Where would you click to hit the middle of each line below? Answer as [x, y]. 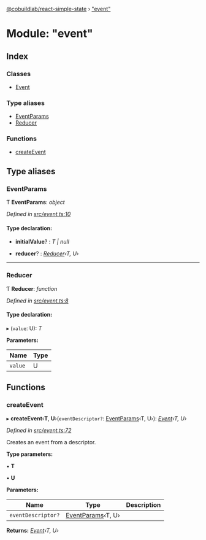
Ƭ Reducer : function [32, 288]
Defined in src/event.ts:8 [37, 301]
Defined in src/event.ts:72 [39, 430]
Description [143, 504]
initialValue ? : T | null [42, 242]
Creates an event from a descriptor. [51, 442]
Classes [19, 74]
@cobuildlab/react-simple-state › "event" [59, 9]
